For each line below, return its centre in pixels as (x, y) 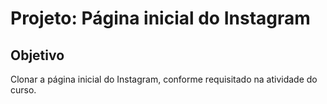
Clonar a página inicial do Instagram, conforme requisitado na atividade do (164, 79)
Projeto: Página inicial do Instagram (160, 18)
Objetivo (37, 55)
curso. (23, 90)
